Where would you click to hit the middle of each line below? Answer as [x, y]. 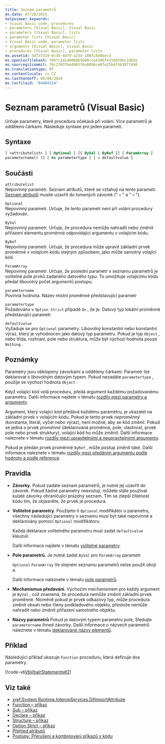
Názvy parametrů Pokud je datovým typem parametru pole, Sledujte [82, 619]
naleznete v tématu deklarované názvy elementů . [62, 630]
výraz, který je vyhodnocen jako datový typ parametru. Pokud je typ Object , [82, 334]
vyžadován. [17, 214]
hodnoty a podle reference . [33, 458]
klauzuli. [21, 536]
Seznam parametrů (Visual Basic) [75, 107]
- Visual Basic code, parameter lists [45, 42]
